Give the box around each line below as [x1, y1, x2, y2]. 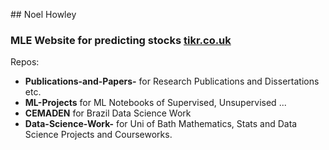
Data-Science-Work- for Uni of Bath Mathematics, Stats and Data [24, 118, 298, 130]
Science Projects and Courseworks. [24, 129, 173, 141]
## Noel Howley [10, 9, 77, 20]
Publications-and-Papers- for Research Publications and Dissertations [24, 75, 320, 88]
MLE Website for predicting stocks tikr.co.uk [10, 33, 232, 47]
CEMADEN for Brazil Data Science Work [24, 107, 192, 119]
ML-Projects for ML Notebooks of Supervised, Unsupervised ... [24, 97, 287, 109]
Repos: [10, 56, 40, 68]
